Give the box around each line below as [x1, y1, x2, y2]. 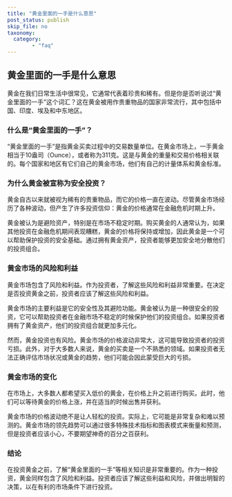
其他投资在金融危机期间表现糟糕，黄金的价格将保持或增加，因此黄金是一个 [7, 227, 219, 235]
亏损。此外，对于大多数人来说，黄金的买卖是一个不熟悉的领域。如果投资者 [7, 344, 219, 353]
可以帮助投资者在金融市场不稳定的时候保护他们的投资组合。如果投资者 [25, 312, 225, 321]
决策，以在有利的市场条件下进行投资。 [7, 483, 116, 491]
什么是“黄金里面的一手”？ [7, 125, 93, 135]
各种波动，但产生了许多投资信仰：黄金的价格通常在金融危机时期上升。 [19, 204, 219, 213]
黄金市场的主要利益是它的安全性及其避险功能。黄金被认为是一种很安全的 [7, 304, 213, 312]
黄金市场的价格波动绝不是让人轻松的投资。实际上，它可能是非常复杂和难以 [7, 412, 219, 420]
